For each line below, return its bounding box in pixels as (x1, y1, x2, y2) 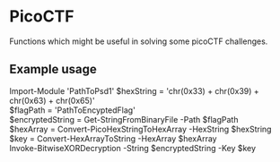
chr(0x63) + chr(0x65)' (9, 95, 96, 106)
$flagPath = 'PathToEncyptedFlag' (9, 105, 136, 115)
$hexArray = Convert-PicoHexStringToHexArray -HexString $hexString (9, 124, 272, 134)
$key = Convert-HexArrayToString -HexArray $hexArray (9, 132, 217, 144)
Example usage (9, 62, 97, 77)
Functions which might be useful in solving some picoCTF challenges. (9, 36, 268, 47)
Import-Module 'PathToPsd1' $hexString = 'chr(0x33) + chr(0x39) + (9, 85, 260, 96)
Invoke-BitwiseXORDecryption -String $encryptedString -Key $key (9, 142, 257, 153)
